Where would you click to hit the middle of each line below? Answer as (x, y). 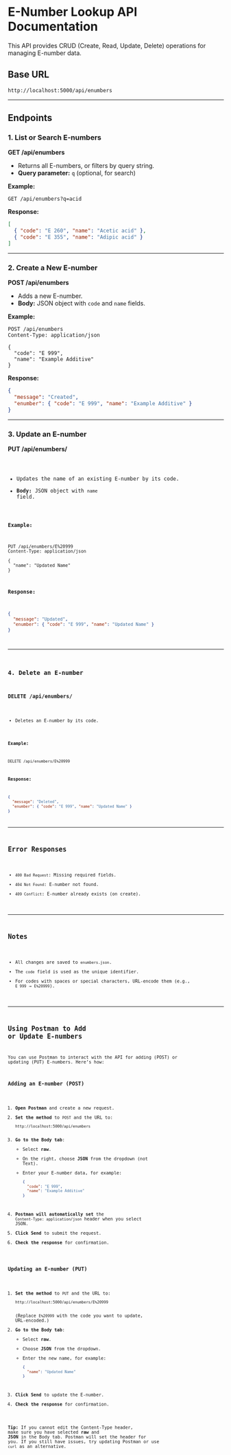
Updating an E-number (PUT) (48, 1269)
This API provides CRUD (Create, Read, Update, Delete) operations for (107, 45)
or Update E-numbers (45, 1037)
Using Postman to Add (47, 1029)
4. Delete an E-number (46, 672)
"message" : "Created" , (46, 397)
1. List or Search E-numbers (54, 138)
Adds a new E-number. (50, 296)
